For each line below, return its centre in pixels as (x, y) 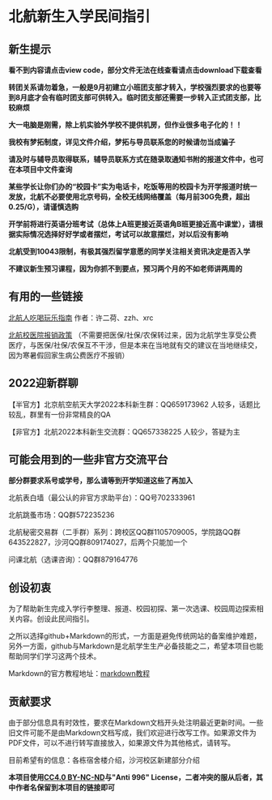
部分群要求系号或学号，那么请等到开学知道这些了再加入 (100, 481)
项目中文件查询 (47, 169)
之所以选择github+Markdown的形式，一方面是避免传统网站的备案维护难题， (135, 636)
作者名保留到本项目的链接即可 (65, 788)
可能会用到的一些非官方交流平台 (88, 460)
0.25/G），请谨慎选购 (44, 207)
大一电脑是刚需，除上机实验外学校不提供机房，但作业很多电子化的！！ (125, 125)
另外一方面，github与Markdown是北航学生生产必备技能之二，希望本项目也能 (136, 646)
